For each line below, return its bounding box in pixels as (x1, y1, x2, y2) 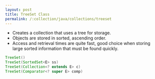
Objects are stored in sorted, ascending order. (12, 35, 106, 41)
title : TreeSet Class (5, 12, 50, 17)
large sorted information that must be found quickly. (12, 45, 119, 52)
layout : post (5, 7, 32, 12)
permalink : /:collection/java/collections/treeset (5, 16, 112, 21)
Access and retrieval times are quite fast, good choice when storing (12, 40, 151, 46)
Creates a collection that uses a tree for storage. (12, 30, 111, 36)
